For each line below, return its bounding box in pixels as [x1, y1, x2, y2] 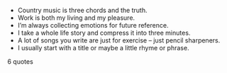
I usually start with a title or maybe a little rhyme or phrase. [17, 44, 189, 52]
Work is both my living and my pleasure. [17, 13, 135, 22]
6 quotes [7, 57, 33, 66]
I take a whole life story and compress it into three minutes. [17, 28, 191, 37]
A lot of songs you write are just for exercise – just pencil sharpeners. [17, 36, 221, 45]
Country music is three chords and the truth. [17, 6, 148, 14]
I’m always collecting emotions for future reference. [17, 21, 169, 29]
